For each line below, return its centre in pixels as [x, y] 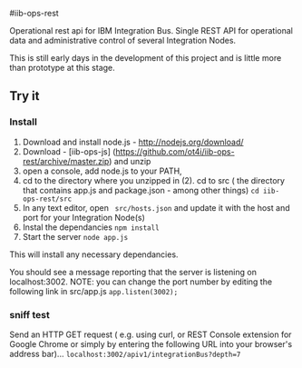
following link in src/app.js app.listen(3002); [94, 291]
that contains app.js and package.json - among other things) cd [141, 190]
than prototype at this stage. [62, 68]
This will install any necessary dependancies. [94, 254]
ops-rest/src [47, 199]
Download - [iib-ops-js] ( [69, 151]
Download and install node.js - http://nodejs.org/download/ [133, 142]
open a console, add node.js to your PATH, [102, 171]
